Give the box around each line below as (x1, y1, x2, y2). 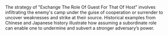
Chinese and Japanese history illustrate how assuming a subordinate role (5, 20, 157, 26)
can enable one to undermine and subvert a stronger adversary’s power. (5, 25, 154, 31)
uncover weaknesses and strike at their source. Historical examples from (5, 15, 156, 20)
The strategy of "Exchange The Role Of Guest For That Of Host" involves (5, 4, 156, 10)
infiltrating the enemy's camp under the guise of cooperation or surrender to (5, 9, 163, 15)
